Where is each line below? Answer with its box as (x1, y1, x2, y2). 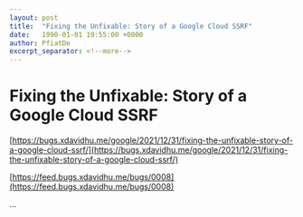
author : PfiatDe (9, 38, 71, 48)
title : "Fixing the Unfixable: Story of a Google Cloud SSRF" (9, 22, 253, 31)
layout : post (9, 13, 59, 23)
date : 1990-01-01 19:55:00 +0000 (9, 30, 144, 39)
